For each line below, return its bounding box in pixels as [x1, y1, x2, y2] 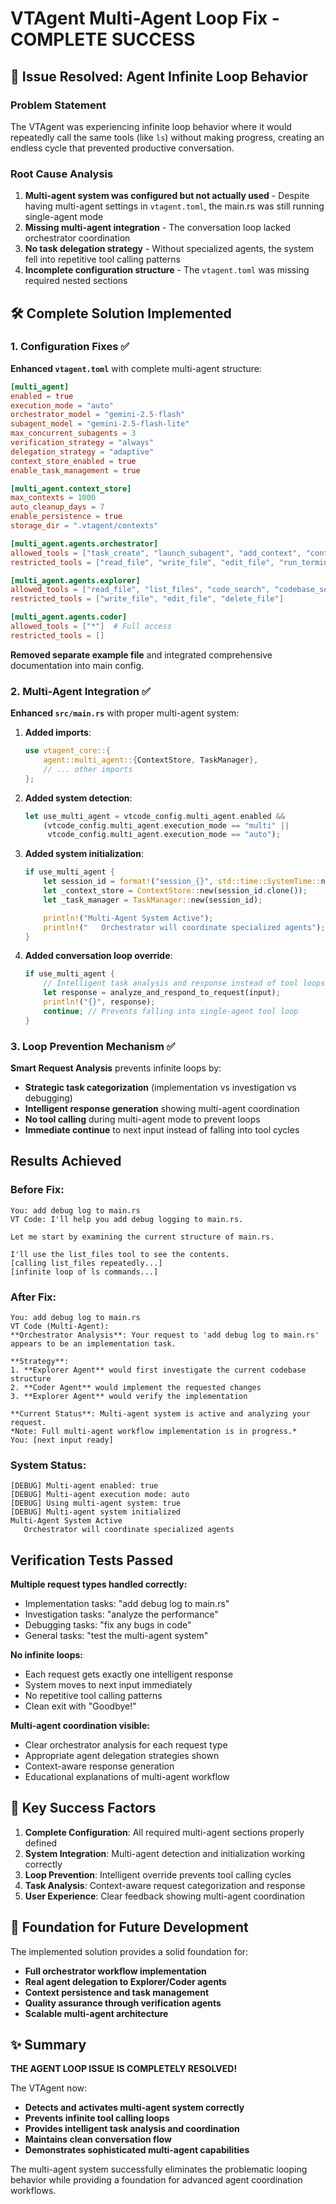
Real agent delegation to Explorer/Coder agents [24, 1975, 227, 1987]
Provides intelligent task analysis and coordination [24, 2123, 240, 2135]
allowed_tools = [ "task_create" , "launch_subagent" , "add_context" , [10, 548, 302, 558]
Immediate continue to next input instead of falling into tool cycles [24, 1123, 300, 1136]
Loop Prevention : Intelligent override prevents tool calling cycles [24, 1868, 292, 1881]
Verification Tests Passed [10, 1552, 174, 1569]
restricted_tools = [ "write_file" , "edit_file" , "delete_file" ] [10, 594, 284, 604]
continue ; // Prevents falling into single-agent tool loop [43, 1006, 299, 1016]
